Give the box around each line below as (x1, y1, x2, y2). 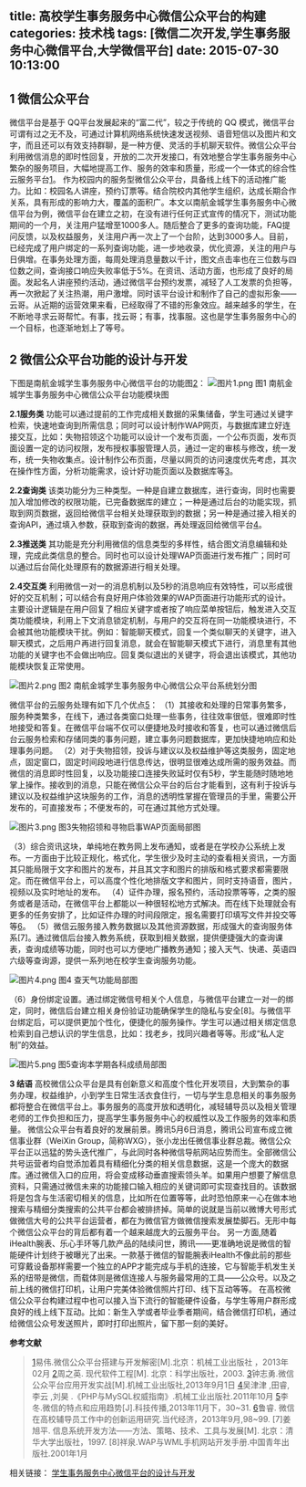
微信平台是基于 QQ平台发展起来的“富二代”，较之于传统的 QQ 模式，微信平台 (9, 117, 295, 128)
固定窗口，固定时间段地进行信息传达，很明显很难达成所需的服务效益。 (25, 757, 289, 768)
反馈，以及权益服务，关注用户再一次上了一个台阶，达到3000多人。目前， (16, 231, 293, 242)
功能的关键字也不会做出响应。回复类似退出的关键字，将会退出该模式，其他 (9, 649, 289, 660)
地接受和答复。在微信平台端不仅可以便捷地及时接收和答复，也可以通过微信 (9, 722, 289, 733)
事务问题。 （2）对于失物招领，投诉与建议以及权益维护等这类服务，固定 (16, 745, 289, 756)
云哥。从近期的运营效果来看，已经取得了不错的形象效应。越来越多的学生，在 (9, 299, 297, 310)
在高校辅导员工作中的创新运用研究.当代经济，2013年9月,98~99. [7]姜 (31, 1414, 291, 1425)
